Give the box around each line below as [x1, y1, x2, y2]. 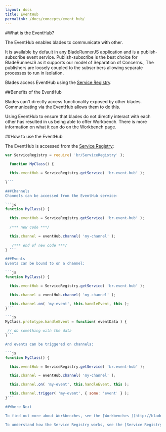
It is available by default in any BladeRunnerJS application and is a [5, 49, 140, 55]
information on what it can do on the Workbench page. [5, 124, 117, 130]
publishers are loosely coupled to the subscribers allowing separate [5, 65, 143, 71]
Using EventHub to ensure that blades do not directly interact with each [5, 114, 151, 119]
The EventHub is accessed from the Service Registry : [5, 143, 114, 149]
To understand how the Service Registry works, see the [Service [5, 422, 142, 427]
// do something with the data [7, 328, 72, 333]
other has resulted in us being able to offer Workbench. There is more [5, 119, 147, 125]
